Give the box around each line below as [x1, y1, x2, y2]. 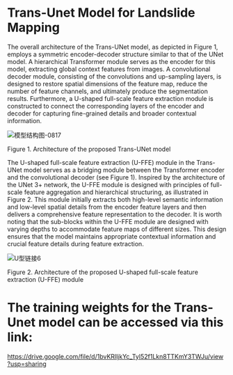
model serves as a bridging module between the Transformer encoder [23, 166, 225, 174]
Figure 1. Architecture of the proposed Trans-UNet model [7, 145, 171, 153]
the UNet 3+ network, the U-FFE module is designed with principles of [7, 180, 209, 189]
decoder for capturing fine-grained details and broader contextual [7, 109, 197, 118]
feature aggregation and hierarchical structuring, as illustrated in [24, 188, 209, 196]
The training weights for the [7, 300, 172, 316]
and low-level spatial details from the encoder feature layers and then [7, 202, 207, 211]
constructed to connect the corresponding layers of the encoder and [7, 102, 204, 110]
